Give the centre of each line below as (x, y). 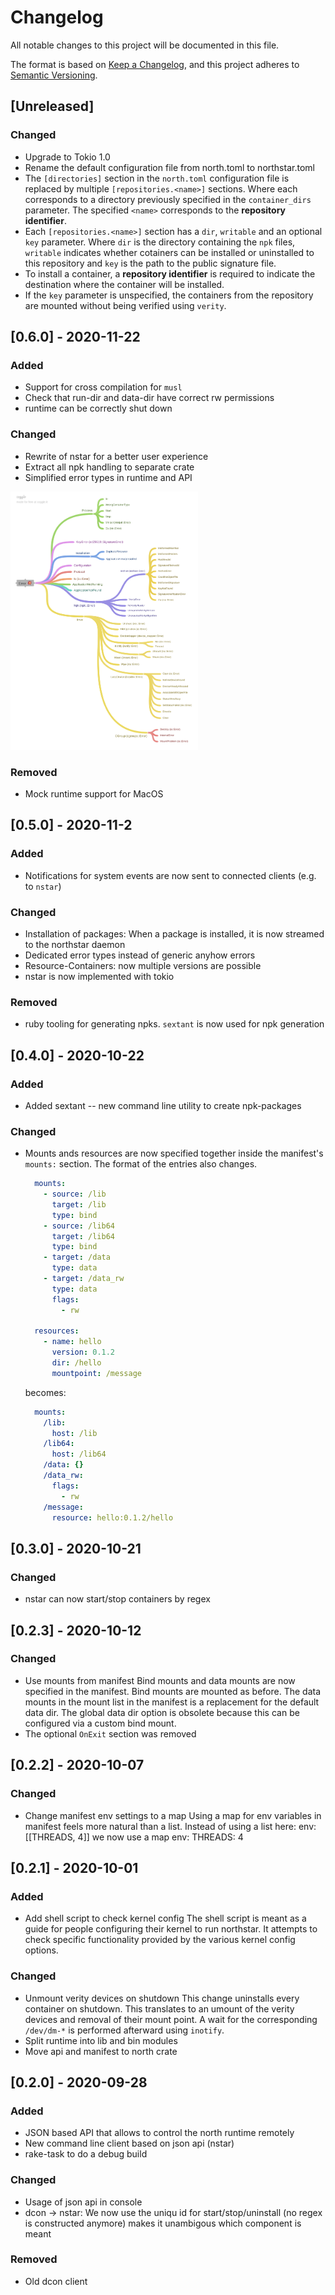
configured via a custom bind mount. (100, 1723)
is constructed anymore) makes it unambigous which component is (163, 2223)
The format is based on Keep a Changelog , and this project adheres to (155, 64)
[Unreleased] (52, 106)
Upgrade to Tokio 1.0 (67, 157)
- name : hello (72, 1342)
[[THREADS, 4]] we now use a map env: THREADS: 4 (134, 1837)
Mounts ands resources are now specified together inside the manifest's (174, 1153)
